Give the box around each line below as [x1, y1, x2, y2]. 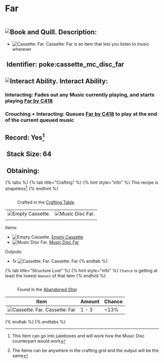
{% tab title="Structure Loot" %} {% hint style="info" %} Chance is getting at [5, 267, 158, 273]
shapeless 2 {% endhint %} [5, 184, 59, 191]
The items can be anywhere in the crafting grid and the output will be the [12, 347, 159, 353]
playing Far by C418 [5, 98, 53, 104]
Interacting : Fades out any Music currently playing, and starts [5, 91, 155, 98]
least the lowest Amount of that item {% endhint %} [5, 273, 106, 279]
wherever [12, 46, 32, 52]
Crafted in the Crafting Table [17, 199, 75, 205]
